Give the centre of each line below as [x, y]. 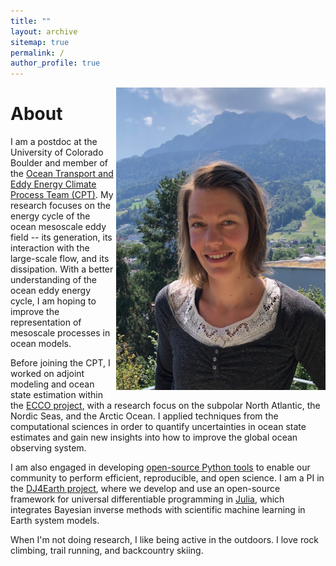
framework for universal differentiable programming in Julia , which [147, 499]
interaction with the [50, 248]
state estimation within [57, 395]
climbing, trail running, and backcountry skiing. [107, 551]
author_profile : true [55, 63]
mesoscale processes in [60, 333]
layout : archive [44, 31]
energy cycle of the [50, 216]
